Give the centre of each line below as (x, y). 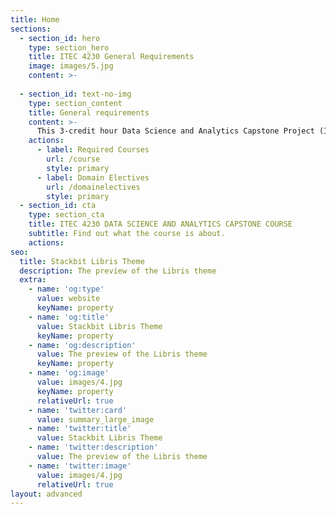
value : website (68, 299)
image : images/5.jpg (71, 66)
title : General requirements (89, 112)
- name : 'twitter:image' (80, 466)
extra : (33, 280)
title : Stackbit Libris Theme (82, 261)
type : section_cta (66, 215)
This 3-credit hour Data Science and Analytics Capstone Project (175, 131)
